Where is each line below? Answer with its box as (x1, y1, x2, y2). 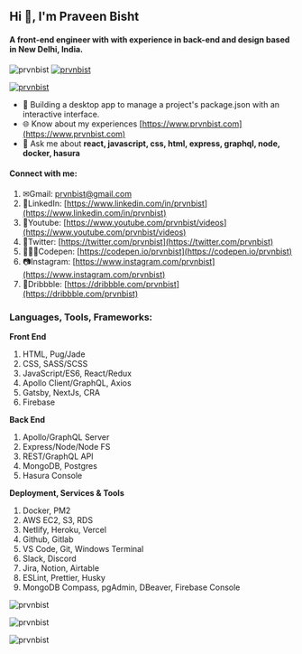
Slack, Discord (22, 553, 77, 565)
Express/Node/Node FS (22, 442, 111, 453)
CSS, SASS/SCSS (22, 359, 88, 369)
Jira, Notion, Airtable (22, 563, 100, 574)
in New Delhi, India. (9, 43, 84, 54)
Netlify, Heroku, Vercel (22, 525, 106, 536)
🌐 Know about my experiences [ (22, 118, 142, 129)
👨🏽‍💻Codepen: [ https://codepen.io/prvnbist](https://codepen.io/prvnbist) (22, 246, 293, 257)
